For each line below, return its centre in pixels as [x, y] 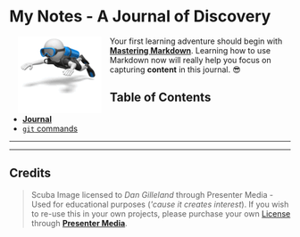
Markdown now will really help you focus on [191, 60]
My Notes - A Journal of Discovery [140, 16]
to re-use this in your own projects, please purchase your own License [161, 213]
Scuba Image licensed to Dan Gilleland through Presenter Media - [152, 194]
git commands [50, 128]
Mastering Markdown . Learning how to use [190, 50]
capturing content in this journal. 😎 [175, 69]
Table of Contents [161, 98]
